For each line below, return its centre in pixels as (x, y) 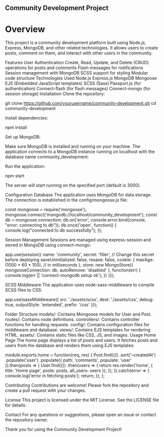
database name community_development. (47, 157)
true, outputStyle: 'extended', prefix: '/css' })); (51, 305)
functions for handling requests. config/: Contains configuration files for (77, 325)
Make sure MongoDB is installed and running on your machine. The (73, 146)
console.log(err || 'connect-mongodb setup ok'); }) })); (60, 275)
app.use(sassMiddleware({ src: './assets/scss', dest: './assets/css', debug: (79, 300)
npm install (16, 127)
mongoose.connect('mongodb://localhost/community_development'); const (81, 215)
